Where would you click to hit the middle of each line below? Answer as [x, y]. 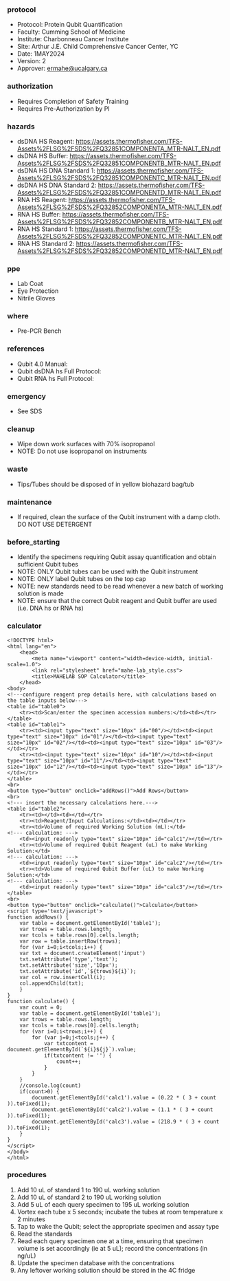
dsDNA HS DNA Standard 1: [56, 171]
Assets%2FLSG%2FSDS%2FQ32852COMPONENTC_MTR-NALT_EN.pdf [119, 236]
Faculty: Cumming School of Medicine [71, 32]
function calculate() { [41, 1001]
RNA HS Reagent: [42, 199]
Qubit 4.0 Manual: [42, 364]
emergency [27, 396]
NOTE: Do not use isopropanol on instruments [82, 451]
